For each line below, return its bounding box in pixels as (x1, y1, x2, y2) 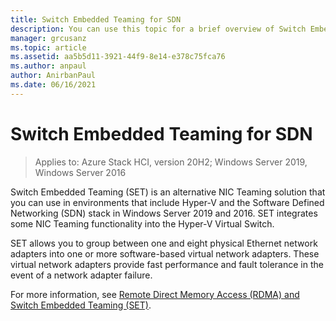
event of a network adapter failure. (10, 269, 153, 281)
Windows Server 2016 (34, 166, 127, 178)
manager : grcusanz (10, 33, 87, 43)
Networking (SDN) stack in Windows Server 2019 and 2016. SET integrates (10, 207, 318, 219)
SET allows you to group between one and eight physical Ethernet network (10, 237, 318, 249)
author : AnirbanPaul (10, 71, 97, 81)
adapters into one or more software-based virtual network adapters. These (10, 247, 320, 260)
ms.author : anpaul (10, 61, 87, 71)
